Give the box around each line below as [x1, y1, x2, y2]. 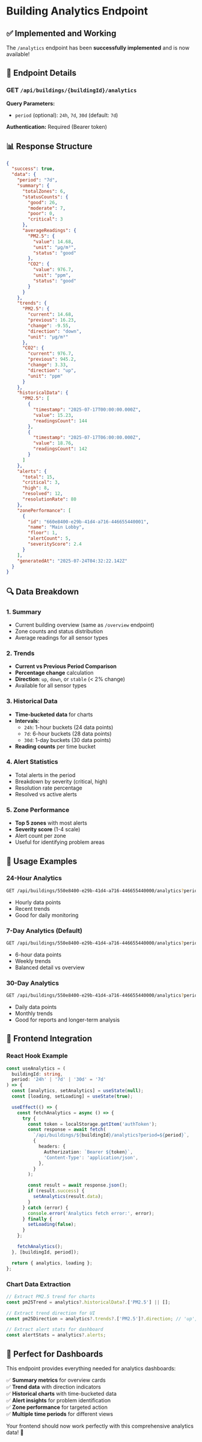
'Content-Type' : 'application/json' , [44, 1155, 138, 1161]
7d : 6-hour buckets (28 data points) [23, 730, 112, 737]
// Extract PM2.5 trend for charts [6, 1293, 96, 1299]
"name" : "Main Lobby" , [28, 524, 85, 531]
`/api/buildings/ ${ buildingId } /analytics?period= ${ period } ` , [32, 1132, 189, 1138]
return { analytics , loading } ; [11, 1260, 93, 1266]
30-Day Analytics [6, 979, 59, 987]
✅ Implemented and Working [6, 28, 117, 39]
